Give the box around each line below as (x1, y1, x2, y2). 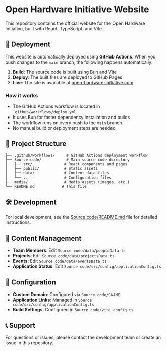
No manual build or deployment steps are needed (12, 125, 116, 131)
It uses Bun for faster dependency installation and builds (12, 114, 130, 121)
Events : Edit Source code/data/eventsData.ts (12, 258, 107, 264)
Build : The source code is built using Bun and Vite (12, 69, 117, 75)
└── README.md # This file (5, 184, 87, 189)
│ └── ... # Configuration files (5, 175, 112, 180)
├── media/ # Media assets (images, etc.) (5, 179, 130, 185)
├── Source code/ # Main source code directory (5, 157, 130, 162)
